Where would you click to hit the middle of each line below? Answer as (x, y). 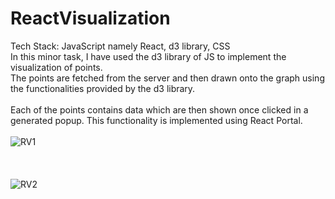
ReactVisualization (90, 18)
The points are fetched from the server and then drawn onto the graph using (167, 78)
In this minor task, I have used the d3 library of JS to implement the (148, 56)
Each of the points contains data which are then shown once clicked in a (159, 109)
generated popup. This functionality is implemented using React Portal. (156, 120)
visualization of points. (56, 67)
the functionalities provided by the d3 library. (103, 88)
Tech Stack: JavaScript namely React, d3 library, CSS (120, 46)
